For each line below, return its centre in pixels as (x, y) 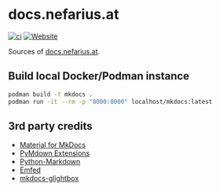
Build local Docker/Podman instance (99, 76)
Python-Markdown (50, 162)
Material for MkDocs (53, 145)
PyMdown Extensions (55, 153)
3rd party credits (50, 126)
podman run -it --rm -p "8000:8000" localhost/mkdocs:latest (110, 101)
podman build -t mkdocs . (50, 94)
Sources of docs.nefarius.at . (54, 51)
